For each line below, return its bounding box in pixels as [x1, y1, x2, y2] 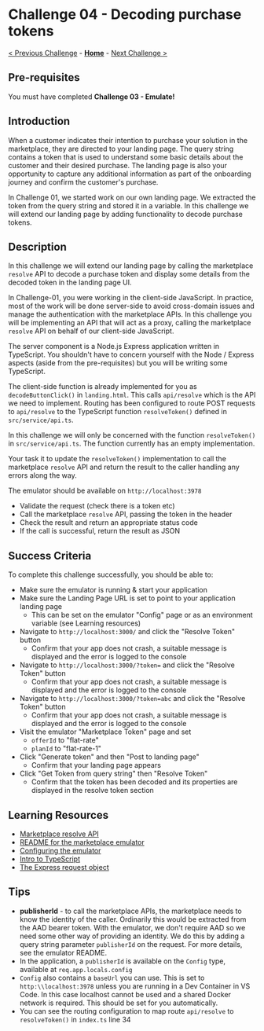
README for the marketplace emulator [19, 838, 145, 846]
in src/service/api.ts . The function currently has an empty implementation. [8, 438, 255, 449]
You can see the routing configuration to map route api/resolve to [19, 1006, 234, 1015]
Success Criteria [8, 549, 92, 563]
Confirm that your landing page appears [31, 761, 161, 770]
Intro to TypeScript [19, 854, 81, 864]
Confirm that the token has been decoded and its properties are [31, 777, 238, 787]
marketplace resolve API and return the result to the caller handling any [8, 462, 240, 472]
